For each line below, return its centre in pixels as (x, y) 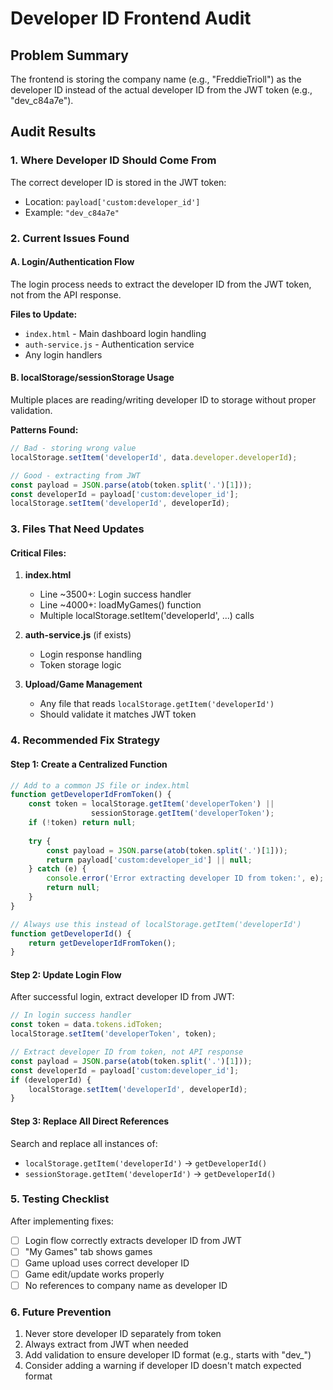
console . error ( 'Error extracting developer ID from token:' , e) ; (185, 878)
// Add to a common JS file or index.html (100, 785)
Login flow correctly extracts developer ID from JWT (133, 1240)
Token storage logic (80, 665)
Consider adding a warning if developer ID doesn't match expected (163, 1366)
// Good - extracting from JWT (75, 475)
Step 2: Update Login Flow (66, 974)
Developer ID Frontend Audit (131, 18)
